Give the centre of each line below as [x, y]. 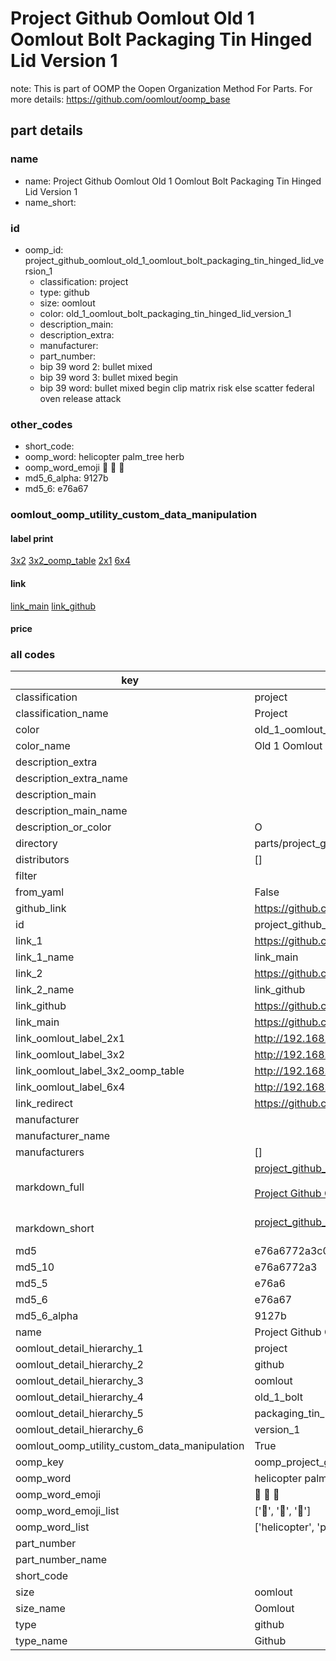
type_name [41, 1641]
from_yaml [40, 892]
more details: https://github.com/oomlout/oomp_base [120, 99]
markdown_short [55, 1229]
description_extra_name [71, 779]
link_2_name [45, 990]
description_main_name [71, 811]
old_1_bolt [278, 1397]
